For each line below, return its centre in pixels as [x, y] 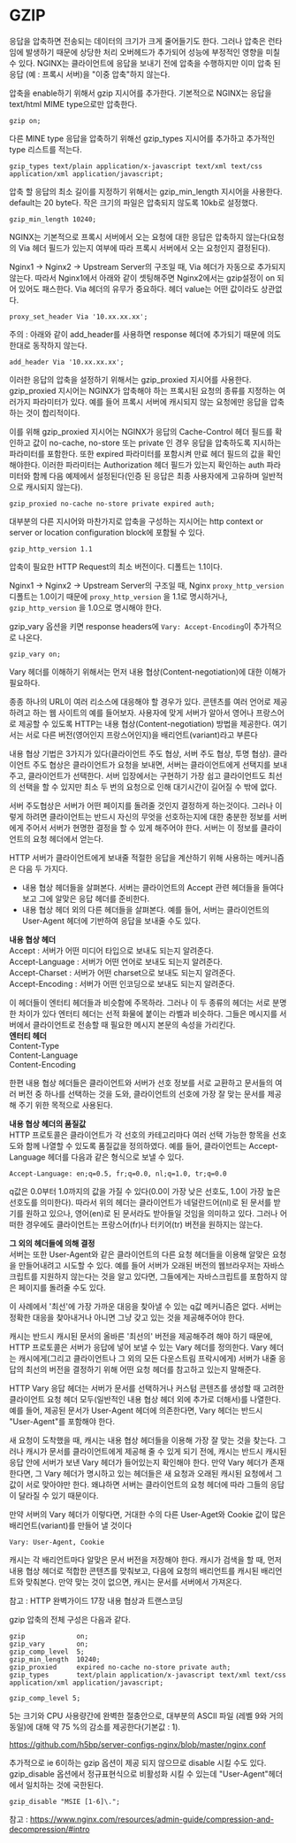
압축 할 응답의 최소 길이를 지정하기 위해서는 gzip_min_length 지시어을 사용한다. [146, 191]
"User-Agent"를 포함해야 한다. [62, 1421]
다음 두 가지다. [43, 868]
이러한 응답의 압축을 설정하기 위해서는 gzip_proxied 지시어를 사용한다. [130, 379]
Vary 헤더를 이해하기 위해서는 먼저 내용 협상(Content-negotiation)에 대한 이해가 [148, 671]
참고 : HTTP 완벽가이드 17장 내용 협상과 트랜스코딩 [96, 1600]
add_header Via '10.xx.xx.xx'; [67, 362]
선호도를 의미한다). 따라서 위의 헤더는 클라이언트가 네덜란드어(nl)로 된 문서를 [140, 1202]
